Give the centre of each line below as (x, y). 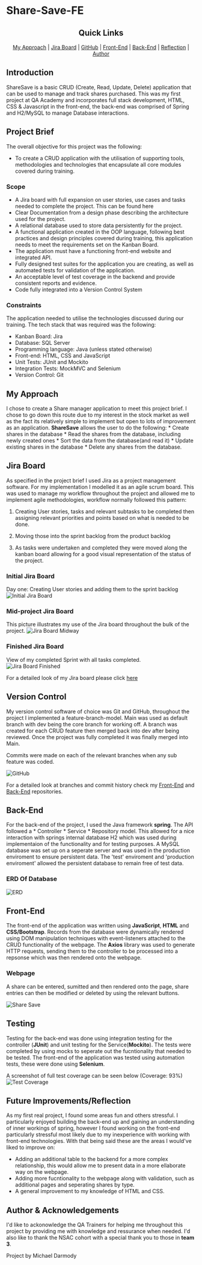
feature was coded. (30, 761)
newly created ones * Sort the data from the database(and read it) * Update (100, 441)
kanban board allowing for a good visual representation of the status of (103, 554)
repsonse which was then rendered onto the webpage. (74, 958)
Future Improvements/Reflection (69, 1100)
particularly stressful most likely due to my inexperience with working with (98, 1135)
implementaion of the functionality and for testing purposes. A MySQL (93, 844)
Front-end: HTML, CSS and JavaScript (63, 356)
